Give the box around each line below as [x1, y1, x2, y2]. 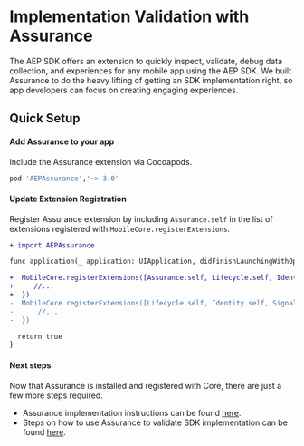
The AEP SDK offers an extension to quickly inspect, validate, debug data [9, 55, 283, 66]
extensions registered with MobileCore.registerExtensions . [9, 223, 231, 234]
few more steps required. [9, 390, 104, 401]
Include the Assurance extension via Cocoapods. [9, 156, 193, 167]
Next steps [9, 360, 52, 371]
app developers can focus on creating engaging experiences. [9, 84, 239, 95]
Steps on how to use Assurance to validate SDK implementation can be [22, 417, 288, 428]
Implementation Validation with [9, 6, 250, 27]
